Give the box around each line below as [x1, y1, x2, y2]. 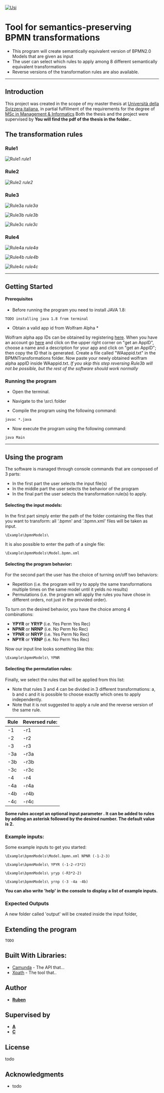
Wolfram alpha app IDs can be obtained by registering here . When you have [5, 334, 158, 340]
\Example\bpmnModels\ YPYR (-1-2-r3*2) [5, 862, 86, 867]
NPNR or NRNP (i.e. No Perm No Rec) [12, 626, 88, 632]
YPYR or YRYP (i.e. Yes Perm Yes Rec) [12, 621, 91, 627]
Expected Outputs [5, 900, 49, 907]
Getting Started [5, 282, 53, 290]
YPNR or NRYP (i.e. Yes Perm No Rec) [12, 631, 89, 637]
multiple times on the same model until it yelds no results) [12, 586, 128, 593]
